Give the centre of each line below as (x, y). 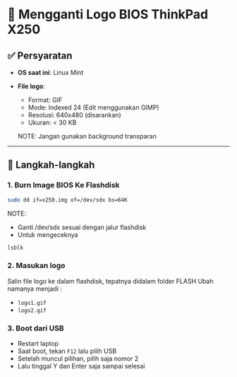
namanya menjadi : (35, 289)
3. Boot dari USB (36, 328)
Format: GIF (45, 100)
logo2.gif (32, 311)
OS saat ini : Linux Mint (50, 72)
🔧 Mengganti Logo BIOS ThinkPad (108, 14)
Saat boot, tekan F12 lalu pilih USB (67, 351)
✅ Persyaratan (40, 56)
